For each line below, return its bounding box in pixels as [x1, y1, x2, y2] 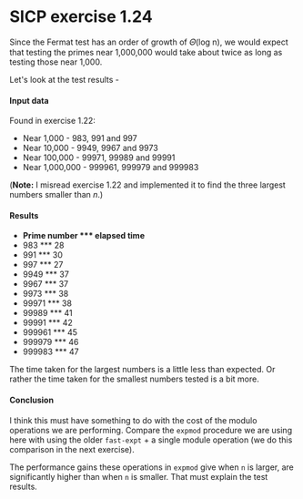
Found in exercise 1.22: [9, 116, 96, 127]
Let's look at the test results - [9, 74, 120, 85]
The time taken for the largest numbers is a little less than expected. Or [9, 364, 276, 375]
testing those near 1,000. [9, 56, 103, 67]
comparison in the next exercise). [9, 443, 135, 454]
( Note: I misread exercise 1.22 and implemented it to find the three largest [9, 179, 287, 190]
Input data [9, 95, 49, 106]
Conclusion [9, 394, 55, 405]
